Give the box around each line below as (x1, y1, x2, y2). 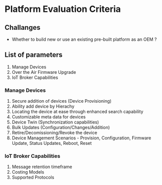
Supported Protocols (11, 175, 54, 181)
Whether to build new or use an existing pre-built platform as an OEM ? (11, 36, 157, 42)
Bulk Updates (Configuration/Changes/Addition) (11, 124, 110, 130)
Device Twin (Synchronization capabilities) (11, 119, 100, 125)
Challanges (4, 23, 41, 32)
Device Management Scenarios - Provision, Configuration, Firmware (11, 135, 152, 141)
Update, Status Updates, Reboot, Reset (11, 140, 92, 146)
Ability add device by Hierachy (11, 103, 75, 110)
